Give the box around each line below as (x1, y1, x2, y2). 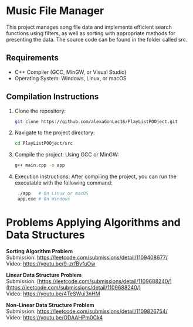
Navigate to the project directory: (14, 129, 95, 136)
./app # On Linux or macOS (17, 190, 89, 197)
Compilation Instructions (6, 92, 99, 102)
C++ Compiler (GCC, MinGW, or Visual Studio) (14, 69, 127, 76)
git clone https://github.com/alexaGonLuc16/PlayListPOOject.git (14, 118, 178, 124)
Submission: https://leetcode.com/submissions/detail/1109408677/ (6, 254, 168, 261)
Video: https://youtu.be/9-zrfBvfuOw (6, 260, 96, 267)
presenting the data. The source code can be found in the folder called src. (6, 36, 188, 43)
